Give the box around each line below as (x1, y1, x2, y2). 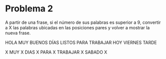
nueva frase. (5, 30, 31, 36)
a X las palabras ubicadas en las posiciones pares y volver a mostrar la (5, 24, 150, 30)
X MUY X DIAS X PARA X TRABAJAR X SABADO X (5, 49, 108, 55)
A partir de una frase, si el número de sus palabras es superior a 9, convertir (5, 19, 161, 25)
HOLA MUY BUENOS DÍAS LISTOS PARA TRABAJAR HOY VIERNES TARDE (5, 39, 157, 45)
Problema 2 (5, 3, 54, 14)
